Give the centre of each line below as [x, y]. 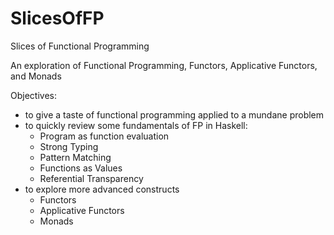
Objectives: [33, 95]
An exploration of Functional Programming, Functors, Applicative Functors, [164, 65]
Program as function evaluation [104, 136]
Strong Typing [69, 146]
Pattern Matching [75, 157]
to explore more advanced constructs [102, 189]
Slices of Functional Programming [80, 46]
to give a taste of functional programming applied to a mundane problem [174, 114]
